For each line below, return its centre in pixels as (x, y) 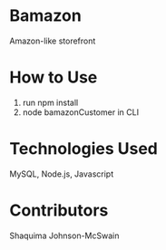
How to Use (54, 77)
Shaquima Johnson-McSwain (64, 236)
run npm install (50, 102)
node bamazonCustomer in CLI (80, 112)
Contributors (59, 210)
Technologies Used (84, 149)
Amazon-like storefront (53, 41)
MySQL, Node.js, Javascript (62, 174)
